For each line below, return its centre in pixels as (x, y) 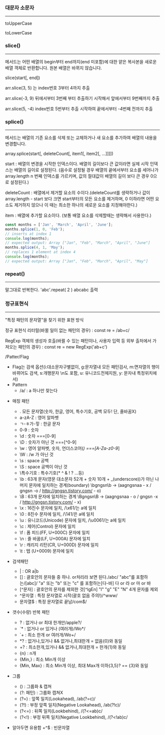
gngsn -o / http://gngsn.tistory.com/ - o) (60, 491)
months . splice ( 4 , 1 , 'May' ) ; (35, 248)
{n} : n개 (28, 653)
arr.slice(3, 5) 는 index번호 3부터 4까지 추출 (47, 88)
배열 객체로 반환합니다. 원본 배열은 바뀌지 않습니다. (54, 68)
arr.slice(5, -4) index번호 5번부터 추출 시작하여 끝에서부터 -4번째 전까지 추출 (79, 109)
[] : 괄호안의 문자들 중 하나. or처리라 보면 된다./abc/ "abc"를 (77, 577)
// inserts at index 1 (28, 234)
